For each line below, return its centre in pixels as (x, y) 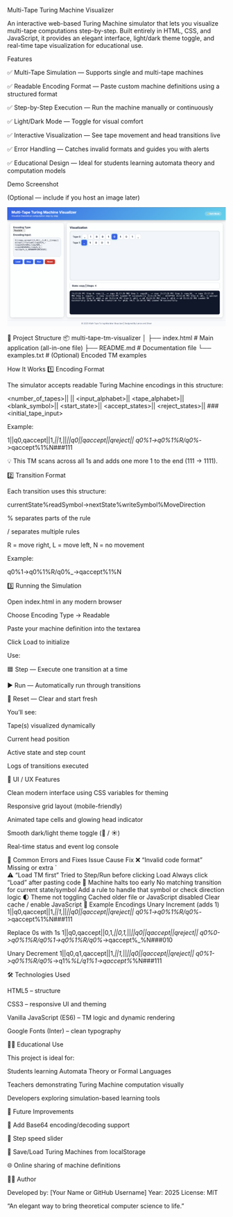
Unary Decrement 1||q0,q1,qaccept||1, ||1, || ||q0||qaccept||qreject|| (101, 953)
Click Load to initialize (38, 642)
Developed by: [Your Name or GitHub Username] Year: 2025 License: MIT (113, 1192)
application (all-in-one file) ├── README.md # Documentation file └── (109, 348)
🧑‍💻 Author (22, 1179)
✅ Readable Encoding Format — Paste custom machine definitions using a (113, 86)
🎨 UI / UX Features (34, 779)
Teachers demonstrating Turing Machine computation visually (96, 1085)
